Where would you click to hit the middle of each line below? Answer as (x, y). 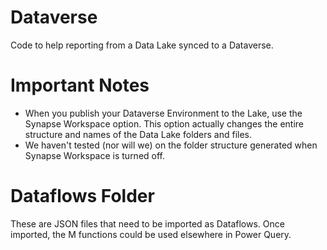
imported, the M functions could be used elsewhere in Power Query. (151, 234)
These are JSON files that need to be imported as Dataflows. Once (147, 223)
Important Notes (80, 85)
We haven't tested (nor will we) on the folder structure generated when (171, 145)
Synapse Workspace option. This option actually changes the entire (164, 123)
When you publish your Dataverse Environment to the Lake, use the (163, 113)
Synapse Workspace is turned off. (95, 155)
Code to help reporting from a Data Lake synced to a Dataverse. (142, 45)
